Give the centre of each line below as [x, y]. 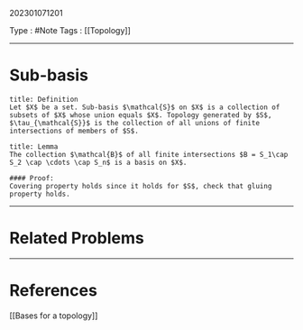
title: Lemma [34, 147]
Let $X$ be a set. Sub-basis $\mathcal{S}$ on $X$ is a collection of [145, 107]
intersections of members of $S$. [74, 131]
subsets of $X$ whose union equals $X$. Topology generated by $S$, [141, 115]
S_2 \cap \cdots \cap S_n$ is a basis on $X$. [98, 162]
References [53, 291]
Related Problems [77, 238]
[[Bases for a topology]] [54, 316]
